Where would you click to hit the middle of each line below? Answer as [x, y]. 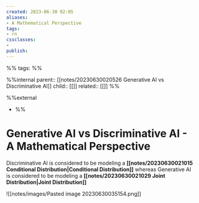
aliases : [17, 17]
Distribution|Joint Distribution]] [46, 182]
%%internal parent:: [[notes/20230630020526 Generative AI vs [85, 79]
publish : [17, 51]
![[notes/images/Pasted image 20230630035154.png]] [74, 193]
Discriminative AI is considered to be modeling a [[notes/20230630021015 [99, 163]
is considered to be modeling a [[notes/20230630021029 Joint [86, 175]
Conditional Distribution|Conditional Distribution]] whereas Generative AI [99, 169]
